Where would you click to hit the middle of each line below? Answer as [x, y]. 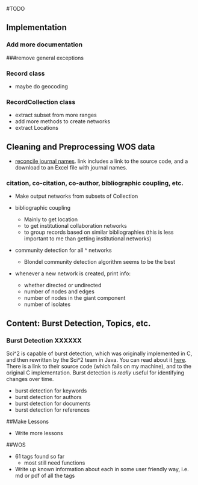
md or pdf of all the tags [45, 476]
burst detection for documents [53, 404]
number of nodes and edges [59, 291]
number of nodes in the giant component [75, 298]
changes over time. [30, 379]
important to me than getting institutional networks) [88, 239]
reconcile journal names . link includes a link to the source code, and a [101, 161]
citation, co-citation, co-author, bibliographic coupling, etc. [95, 183]
